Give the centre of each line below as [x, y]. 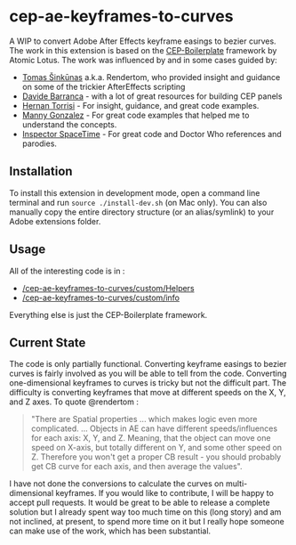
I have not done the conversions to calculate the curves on [116, 484]
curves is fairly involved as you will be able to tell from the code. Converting [148, 374]
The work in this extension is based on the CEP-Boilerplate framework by [143, 50]
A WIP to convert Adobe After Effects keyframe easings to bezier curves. [143, 41]
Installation [41, 171]
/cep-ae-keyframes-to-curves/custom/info [101, 297]
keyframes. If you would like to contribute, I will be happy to [164, 493]
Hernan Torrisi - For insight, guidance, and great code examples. [140, 105]
